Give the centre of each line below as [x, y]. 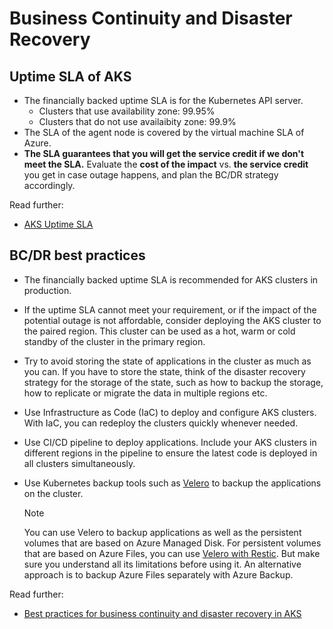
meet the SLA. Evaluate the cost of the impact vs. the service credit [166, 164]
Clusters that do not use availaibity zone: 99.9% [137, 121]
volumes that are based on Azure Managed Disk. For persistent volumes [172, 543]
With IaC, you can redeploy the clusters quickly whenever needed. [161, 423]
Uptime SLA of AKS [70, 76]
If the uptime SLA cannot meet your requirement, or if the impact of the [170, 309]
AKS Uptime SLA [58, 224]
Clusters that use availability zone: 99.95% [127, 111]
